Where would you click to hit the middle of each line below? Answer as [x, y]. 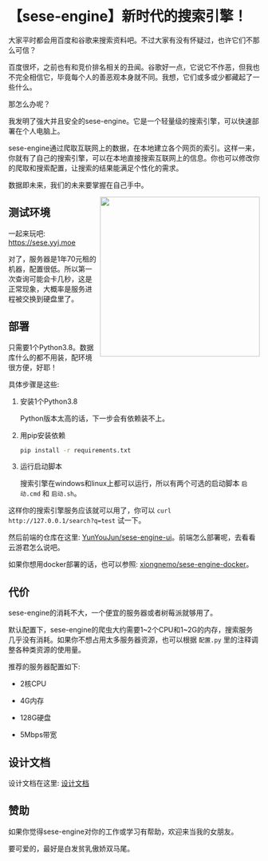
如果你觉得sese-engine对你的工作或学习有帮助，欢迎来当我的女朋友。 [123, 831]
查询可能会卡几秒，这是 [53, 279]
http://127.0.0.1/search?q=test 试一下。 [77, 520]
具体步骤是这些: [34, 384]
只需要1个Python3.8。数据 [51, 347]
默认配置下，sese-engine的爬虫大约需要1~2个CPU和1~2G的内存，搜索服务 [131, 630]
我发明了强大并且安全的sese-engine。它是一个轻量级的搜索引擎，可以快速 [130, 121]
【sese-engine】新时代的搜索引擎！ [128, 16]
